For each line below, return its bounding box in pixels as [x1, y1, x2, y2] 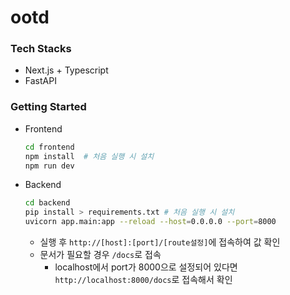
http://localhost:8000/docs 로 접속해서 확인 [54, 274, 233, 286]
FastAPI [24, 75, 57, 87]
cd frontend [24, 142, 75, 152]
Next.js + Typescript [24, 64, 109, 76]
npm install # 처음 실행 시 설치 [24, 151, 155, 161]
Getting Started [10, 100, 87, 114]
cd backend [24, 198, 71, 208]
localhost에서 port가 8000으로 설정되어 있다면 [54, 261, 238, 273]
